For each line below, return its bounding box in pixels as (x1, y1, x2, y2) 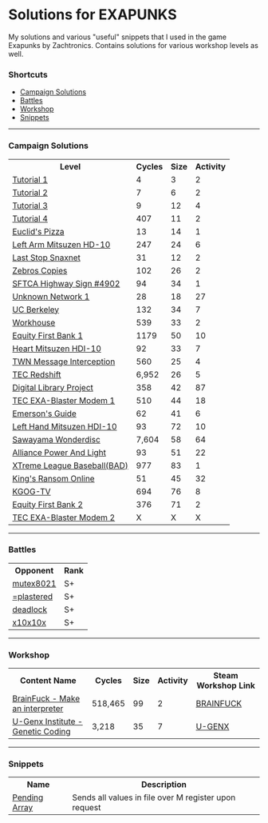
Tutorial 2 (12, 186, 48, 198)
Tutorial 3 (12, 200, 48, 211)
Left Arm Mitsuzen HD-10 (12, 238, 111, 250)
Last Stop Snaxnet (12, 252, 81, 263)
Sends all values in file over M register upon (72, 792, 236, 803)
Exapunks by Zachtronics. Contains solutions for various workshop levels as (8, 40, 259, 50)
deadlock (12, 604, 48, 615)
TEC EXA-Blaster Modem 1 (12, 394, 116, 406)
